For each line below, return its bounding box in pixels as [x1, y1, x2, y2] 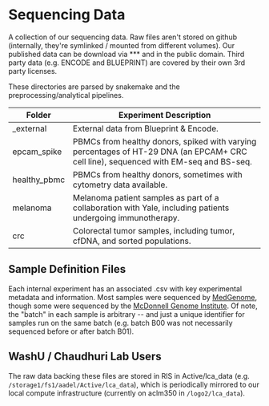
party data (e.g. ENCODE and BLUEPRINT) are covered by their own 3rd [8, 58, 246, 67]
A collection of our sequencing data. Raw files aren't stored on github [8, 32, 238, 42]
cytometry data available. [72, 179, 168, 190]
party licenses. [8, 66, 58, 75]
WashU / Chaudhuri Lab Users [8, 350, 162, 363]
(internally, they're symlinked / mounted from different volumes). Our [8, 40, 235, 50]
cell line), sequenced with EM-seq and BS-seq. [72, 156, 252, 167]
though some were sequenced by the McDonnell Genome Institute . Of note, [8, 301, 258, 311]
